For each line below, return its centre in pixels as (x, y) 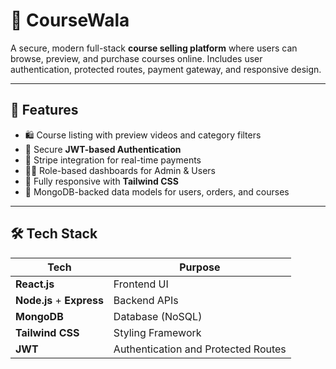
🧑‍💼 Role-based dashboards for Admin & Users (120, 170)
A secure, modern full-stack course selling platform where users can (154, 48)
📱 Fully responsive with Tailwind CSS (101, 181)
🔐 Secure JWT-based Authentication (103, 149)
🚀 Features (44, 110)
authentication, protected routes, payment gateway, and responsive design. (166, 69)
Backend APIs (146, 300)
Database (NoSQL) (158, 316)
